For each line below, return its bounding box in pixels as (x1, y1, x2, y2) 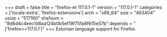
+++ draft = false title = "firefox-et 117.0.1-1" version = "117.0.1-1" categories (5, 5, 162, 10)
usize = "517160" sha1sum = (5, 15, 64, 21)
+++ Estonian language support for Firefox (45, 26, 136, 32)
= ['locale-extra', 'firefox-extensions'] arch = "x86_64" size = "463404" (5, 10, 155, 16)
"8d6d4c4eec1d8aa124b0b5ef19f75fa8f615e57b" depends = (5, 20, 132, 26)
